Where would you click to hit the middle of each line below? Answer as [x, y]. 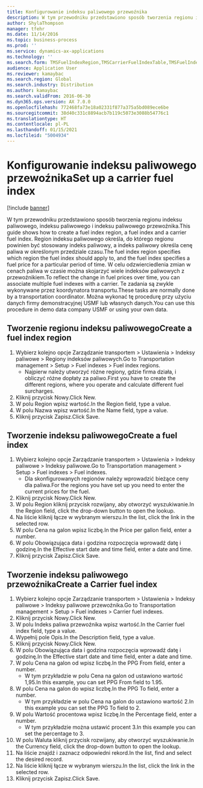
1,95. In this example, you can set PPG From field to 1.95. [94, 682]
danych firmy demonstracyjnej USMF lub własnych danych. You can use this [101, 303]
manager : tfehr [26, 29]
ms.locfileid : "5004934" [38, 136]
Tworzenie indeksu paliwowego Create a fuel [92, 436]
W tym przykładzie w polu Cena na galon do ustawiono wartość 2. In [109, 702]
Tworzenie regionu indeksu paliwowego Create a [99, 328]
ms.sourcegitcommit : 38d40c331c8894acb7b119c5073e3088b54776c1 [88, 113]
